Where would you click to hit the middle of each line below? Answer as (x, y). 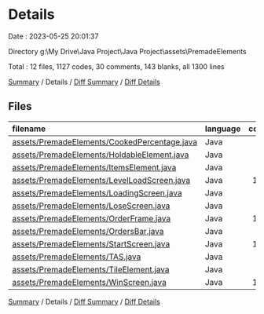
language (223, 129)
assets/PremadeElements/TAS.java (77, 257)
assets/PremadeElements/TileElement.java (91, 269)
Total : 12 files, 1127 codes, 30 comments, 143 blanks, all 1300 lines (117, 66)
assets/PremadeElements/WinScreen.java (90, 282)
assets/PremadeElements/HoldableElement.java (101, 155)
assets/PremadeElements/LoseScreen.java (91, 206)
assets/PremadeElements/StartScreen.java (91, 243)
